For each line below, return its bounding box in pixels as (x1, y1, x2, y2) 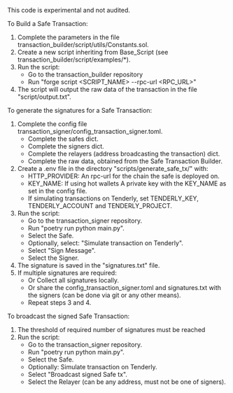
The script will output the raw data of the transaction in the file (17, 85, 198, 93)
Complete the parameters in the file (17, 33, 120, 41)
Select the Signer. (27, 254, 79, 262)
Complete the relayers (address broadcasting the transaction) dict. (27, 150, 220, 158)
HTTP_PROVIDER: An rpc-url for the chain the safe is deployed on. (27, 172, 220, 180)
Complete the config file (17, 120, 87, 128)
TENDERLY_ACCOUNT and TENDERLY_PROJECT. (27, 202, 173, 209)
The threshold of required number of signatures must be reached (17, 326, 206, 333)
